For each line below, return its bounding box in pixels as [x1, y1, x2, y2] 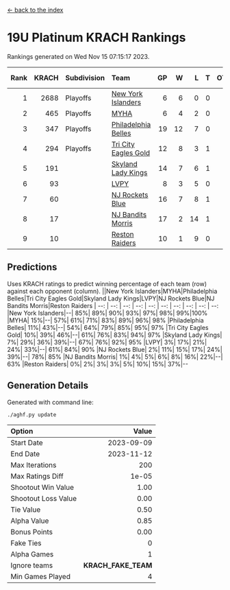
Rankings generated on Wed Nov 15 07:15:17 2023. [7, 52, 150, 60]
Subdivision [65, 73, 105, 82]
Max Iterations [10, 460, 57, 469]
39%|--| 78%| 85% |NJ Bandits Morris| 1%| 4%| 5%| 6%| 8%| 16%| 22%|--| [7, 353, 223, 361]
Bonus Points [10, 527, 53, 536]
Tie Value [10, 504, 41, 514]
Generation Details [7, 380, 89, 392]
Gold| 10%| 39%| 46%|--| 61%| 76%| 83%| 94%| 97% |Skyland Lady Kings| [7, 331, 222, 339]
